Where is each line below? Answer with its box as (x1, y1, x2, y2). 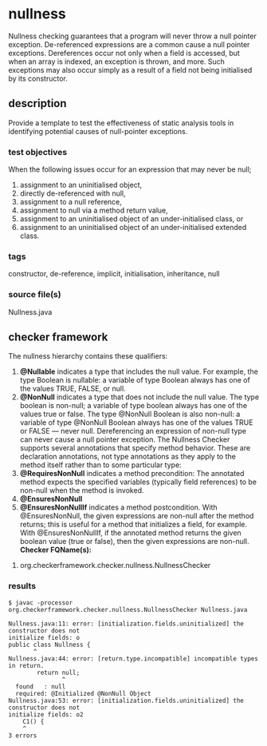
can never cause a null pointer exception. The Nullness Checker (19, 435, 230, 444)
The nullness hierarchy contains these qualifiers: (8, 351, 168, 361)
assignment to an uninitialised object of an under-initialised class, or (19, 214, 244, 224)
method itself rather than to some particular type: (19, 460, 182, 470)
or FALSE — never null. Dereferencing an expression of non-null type (19, 427, 247, 436)
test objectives (8, 146, 68, 157)
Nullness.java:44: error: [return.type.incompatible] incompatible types (8, 654, 259, 663)
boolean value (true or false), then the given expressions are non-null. (19, 537, 249, 546)
